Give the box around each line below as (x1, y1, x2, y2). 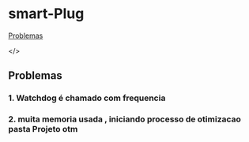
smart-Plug (8, 5, 85, 23)
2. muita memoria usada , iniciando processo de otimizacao (8, 114, 241, 125)
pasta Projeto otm (8, 124, 78, 135)
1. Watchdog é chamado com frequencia (8, 92, 166, 103)
